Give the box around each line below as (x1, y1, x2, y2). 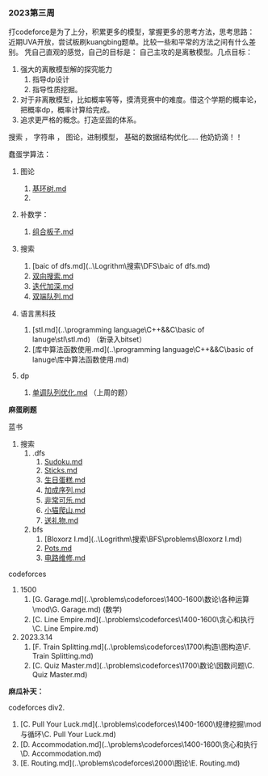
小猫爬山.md (44, 506, 86, 515)
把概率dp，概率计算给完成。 (19, 105, 115, 115)
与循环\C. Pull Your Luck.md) (19, 730, 117, 740)
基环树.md (31, 184, 67, 193)
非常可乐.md (44, 495, 86, 505)
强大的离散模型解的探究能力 (19, 65, 113, 74)
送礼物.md (44, 515, 79, 525)
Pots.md (44, 544, 73, 553)
